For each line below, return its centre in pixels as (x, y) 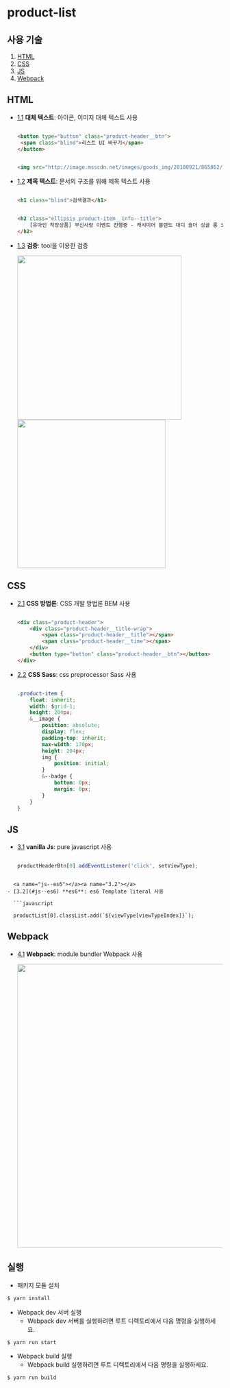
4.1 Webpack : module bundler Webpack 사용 (80, 954)
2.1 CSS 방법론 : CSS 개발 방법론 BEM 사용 (74, 603)
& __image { (45, 719)
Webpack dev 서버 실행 (49, 1312)
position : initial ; (81, 764)
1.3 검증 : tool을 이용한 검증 (53, 246)
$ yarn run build (32, 1378)
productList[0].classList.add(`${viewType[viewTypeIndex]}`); (104, 916)
